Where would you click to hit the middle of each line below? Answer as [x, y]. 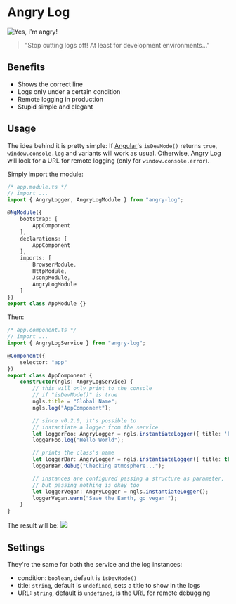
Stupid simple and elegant [55, 107]
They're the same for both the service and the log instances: [95, 564]
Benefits [26, 67]
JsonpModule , [52, 278]
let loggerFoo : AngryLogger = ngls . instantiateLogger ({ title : [127, 434]
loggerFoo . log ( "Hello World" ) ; [78, 440]
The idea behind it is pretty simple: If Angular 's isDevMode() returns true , [112, 145]
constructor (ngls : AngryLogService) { [77, 382]
